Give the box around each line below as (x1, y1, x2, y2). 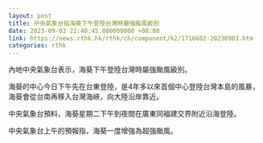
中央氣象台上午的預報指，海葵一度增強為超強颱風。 (8, 126, 178, 136)
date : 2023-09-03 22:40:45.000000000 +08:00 (8, 27, 160, 35)
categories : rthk (8, 42, 67, 50)
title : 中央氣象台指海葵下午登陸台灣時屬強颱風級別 (8, 19, 159, 27)
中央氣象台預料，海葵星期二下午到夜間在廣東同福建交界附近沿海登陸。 (8, 109, 241, 119)
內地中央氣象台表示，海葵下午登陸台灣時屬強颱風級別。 (8, 65, 191, 75)
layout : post (8, 11, 52, 20)
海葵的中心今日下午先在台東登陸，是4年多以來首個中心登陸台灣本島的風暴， (8, 82, 260, 92)
